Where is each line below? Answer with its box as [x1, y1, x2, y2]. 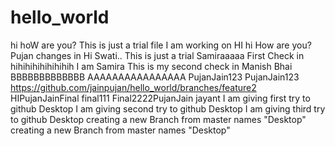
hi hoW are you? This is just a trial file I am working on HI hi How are [10, 39, 290, 51]
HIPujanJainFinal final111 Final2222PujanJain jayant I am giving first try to [10, 92, 311, 104]
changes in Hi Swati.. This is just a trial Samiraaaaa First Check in [35, 49, 305, 61]
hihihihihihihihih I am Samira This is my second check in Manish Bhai [10, 60, 293, 72]
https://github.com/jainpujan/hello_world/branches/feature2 [10, 81, 257, 93]
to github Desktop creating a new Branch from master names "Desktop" [10, 113, 307, 125]
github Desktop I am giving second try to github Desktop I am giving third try [10, 102, 326, 115]
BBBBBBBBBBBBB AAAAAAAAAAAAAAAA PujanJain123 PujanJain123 [10, 71, 300, 83]
